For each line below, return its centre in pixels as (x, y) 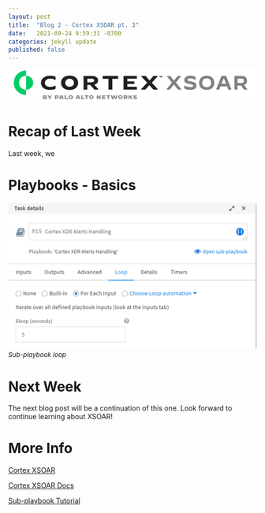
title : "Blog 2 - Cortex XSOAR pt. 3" (74, 25)
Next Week (45, 387)
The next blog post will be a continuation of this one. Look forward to (120, 408)
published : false (37, 50)
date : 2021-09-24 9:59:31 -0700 (65, 33)
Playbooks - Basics (72, 186)
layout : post (30, 17)
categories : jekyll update (52, 42)
